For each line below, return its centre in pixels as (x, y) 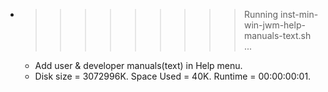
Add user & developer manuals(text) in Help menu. (138, 65)
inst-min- (299, 14)
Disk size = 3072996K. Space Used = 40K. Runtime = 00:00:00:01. (173, 76)
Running (261, 14)
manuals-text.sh (277, 35)
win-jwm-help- (274, 25)
